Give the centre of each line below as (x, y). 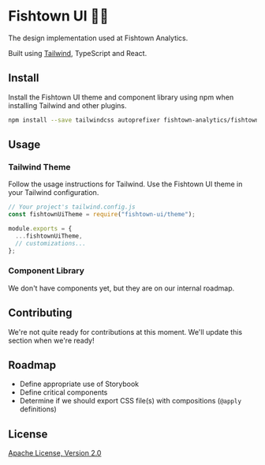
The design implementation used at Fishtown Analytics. (98, 38)
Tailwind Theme (39, 167)
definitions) (38, 409)
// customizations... (51, 243)
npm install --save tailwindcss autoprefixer (84, 120)
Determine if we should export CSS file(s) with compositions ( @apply (131, 401)
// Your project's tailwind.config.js (72, 207)
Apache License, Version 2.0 (55, 453)
